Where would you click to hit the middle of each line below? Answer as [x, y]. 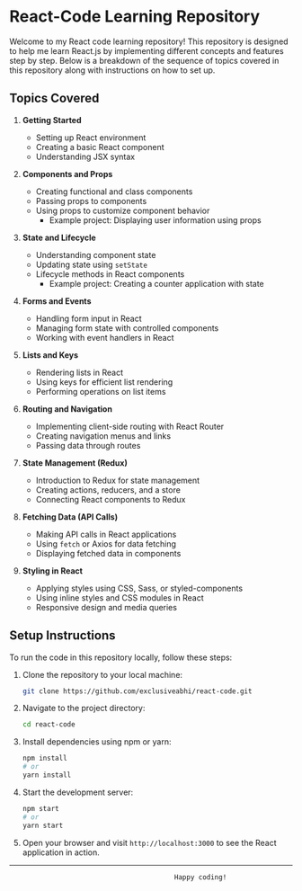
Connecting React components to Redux [111, 499]
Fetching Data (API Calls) [70, 517]
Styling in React [53, 570]
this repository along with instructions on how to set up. [112, 70]
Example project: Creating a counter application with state [156, 283]
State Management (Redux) [75, 463]
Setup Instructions [62, 636]
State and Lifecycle [59, 237]
